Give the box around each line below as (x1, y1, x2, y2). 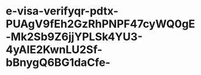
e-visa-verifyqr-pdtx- (5, 4, 119, 18)
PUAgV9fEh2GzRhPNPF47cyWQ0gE (5, 17, 196, 31)
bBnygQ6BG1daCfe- (5, 56, 111, 70)
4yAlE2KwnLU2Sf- (5, 43, 103, 57)
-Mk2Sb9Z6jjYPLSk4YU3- (5, 30, 143, 44)
